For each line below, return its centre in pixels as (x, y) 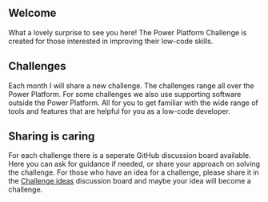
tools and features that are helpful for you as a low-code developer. (119, 111)
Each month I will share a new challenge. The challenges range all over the (131, 85)
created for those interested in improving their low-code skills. (111, 41)
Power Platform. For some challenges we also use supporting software (125, 94)
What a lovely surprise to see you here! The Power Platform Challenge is (128, 32)
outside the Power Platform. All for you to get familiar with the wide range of (133, 103)
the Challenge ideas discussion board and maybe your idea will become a (130, 181)
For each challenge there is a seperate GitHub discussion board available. (130, 156)
